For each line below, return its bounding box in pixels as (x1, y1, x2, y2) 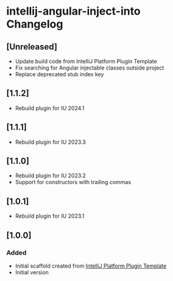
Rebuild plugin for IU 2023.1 (15, 212, 85, 220)
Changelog (6, 17, 63, 31)
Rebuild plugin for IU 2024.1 (15, 104, 85, 112)
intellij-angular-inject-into (6, 4, 141, 18)
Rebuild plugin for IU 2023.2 (15, 172, 86, 179)
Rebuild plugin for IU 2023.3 (15, 138, 86, 146)
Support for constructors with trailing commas (15, 179, 132, 186)
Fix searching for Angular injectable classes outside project (15, 64, 164, 71)
